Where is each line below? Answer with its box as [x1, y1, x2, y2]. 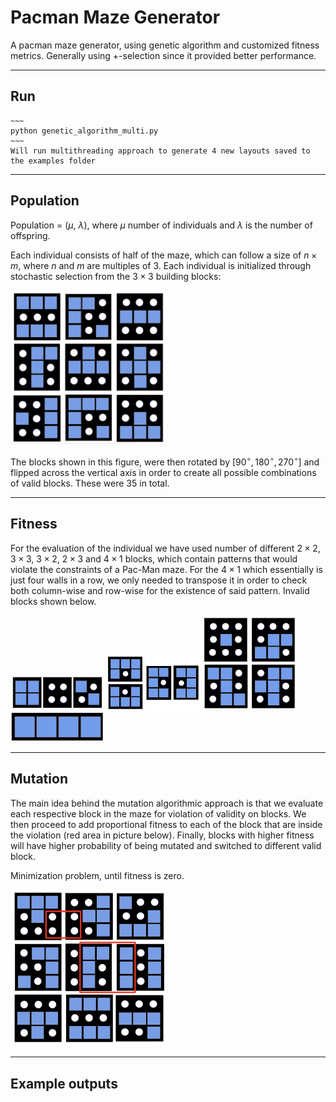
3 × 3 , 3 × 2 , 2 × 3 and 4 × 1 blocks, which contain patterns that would [10, 552, 298, 565]
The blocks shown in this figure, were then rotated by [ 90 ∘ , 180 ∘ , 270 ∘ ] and [10, 454, 320, 468]
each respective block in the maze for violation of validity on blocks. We [10, 807, 307, 820]
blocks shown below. [10, 595, 97, 607]
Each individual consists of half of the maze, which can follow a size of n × [10, 249, 318, 261]
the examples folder [10, 156, 97, 166]
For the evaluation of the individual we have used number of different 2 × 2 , [10, 542, 321, 554]
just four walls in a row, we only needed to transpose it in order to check [10, 574, 308, 586]
